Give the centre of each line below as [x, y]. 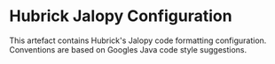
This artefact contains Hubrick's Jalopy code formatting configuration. [138, 40]
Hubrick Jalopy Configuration [121, 16]
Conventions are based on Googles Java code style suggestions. [128, 49]
